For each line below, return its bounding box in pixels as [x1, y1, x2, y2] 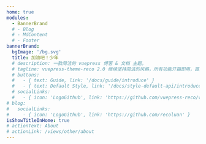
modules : [6, 15, 29, 21]
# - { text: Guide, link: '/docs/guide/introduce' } [12, 77, 155, 83]
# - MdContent [12, 32, 48, 38]
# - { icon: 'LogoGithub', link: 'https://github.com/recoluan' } [6, 112, 191, 118]
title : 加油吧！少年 [12, 55, 59, 61]
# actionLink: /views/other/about [6, 129, 95, 135]
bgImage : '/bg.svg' [12, 49, 62, 55]
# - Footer [12, 37, 40, 44]
